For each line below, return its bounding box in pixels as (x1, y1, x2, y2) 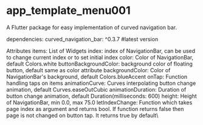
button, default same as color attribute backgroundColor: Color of (6, 66, 171, 73)
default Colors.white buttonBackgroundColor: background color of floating (6, 60, 193, 67)
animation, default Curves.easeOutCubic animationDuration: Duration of (6, 86, 187, 93)
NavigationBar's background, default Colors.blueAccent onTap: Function (6, 73, 188, 80)
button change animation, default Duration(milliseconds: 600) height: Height (6, 92, 198, 100)
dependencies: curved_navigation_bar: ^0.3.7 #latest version (6, 35, 159, 42)
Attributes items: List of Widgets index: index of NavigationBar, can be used (6, 47, 196, 55)
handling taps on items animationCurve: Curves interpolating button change (6, 79, 196, 87)
